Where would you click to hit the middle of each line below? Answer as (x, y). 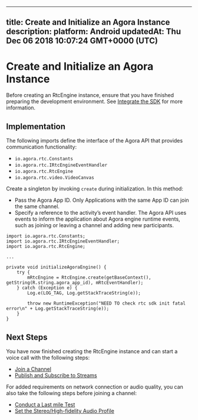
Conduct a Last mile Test (45, 404)
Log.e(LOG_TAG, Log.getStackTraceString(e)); (84, 293)
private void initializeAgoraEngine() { (57, 267)
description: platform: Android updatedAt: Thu (94, 32)
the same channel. (37, 206)
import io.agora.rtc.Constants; (46, 236)
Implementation (36, 126)
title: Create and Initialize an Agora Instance (88, 22)
